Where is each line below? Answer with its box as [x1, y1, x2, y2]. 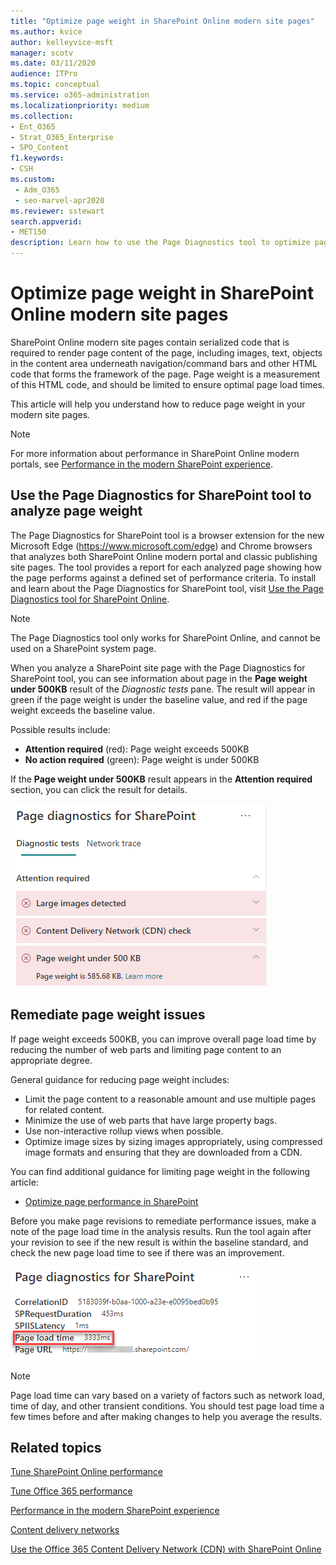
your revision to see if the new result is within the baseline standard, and [10, 1236, 309, 1248]
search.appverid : [10, 216, 83, 227]
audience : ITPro [10, 69, 78, 79]
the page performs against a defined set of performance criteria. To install [10, 571, 317, 584]
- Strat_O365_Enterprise [10, 132, 114, 142]
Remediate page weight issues [10, 1006, 206, 1024]
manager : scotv [10, 48, 74, 58]
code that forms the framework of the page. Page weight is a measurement [10, 368, 321, 380]
